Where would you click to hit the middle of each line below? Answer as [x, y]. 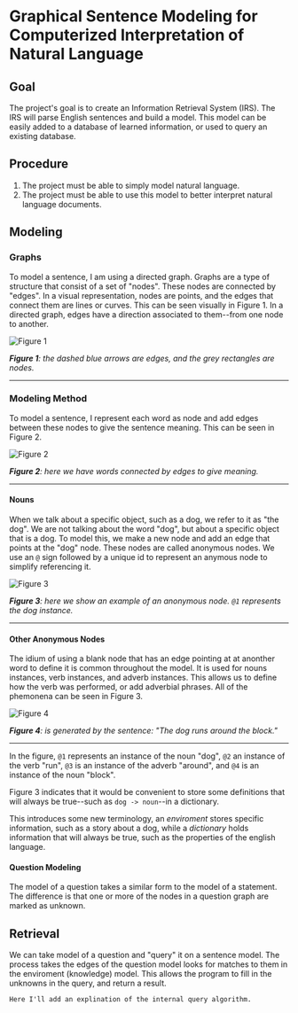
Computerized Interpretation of [127, 35]
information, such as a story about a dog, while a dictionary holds [129, 828]
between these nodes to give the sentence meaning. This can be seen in [142, 427]
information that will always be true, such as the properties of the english [142, 838]
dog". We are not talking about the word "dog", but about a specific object [144, 529]
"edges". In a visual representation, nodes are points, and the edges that [141, 295]
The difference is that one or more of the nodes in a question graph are [139, 896]
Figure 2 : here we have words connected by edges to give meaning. [134, 471]
